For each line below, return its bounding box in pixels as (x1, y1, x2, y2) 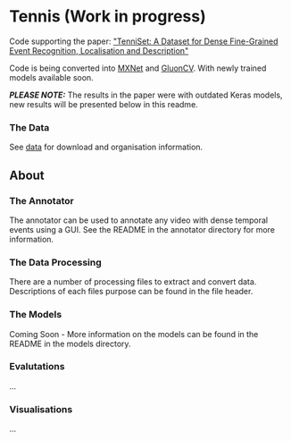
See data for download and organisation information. (9, 141, 204, 153)
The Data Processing (9, 256, 103, 268)
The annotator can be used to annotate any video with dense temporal (9, 215, 269, 225)
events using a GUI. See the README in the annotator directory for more (9, 224, 275, 234)
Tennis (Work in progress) (9, 6, 207, 27)
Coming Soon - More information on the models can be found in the (9, 328, 259, 339)
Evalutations (9, 360, 65, 373)
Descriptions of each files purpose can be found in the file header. (9, 286, 254, 297)
